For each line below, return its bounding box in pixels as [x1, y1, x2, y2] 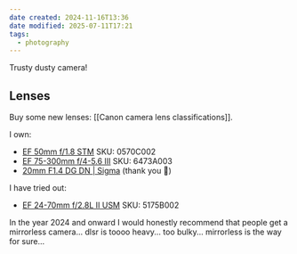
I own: [9, 129, 32, 140]
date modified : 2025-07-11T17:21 [9, 21, 133, 30]
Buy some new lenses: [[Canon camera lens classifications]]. [9, 112, 233, 123]
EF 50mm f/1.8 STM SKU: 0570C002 [21, 146, 157, 157]
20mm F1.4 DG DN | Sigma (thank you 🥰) [21, 166, 172, 176]
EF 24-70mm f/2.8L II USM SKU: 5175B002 [21, 200, 180, 210]
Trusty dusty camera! [9, 62, 88, 73]
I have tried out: [9, 183, 67, 193]
